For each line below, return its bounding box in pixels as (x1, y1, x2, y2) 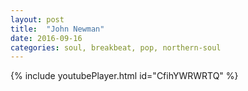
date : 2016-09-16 (10, 33, 83, 43)
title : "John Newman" (10, 24, 105, 34)
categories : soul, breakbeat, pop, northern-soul (10, 42, 222, 53)
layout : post (10, 14, 65, 25)
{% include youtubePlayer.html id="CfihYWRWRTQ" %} (10, 70, 239, 82)
